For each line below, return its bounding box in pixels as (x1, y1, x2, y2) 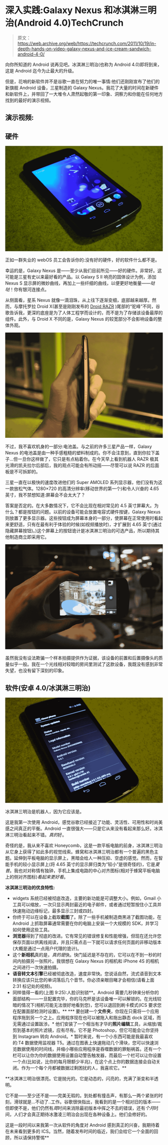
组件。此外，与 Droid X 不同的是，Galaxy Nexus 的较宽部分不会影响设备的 (5, 316, 158, 322)
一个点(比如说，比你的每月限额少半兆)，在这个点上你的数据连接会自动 (12, 1059, 156, 1065)
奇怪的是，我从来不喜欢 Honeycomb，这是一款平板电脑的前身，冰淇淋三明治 (5, 842, 163, 848)
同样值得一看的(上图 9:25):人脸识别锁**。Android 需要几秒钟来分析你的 (12, 989, 159, 995)
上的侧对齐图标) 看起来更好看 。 (5, 874, 68, 880)
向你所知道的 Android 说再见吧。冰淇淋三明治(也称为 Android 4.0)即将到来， (5, 61, 162, 67)
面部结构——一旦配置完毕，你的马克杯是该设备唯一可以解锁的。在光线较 (12, 996, 161, 1002)
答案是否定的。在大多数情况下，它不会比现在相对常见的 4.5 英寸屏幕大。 (5, 502, 154, 508)
